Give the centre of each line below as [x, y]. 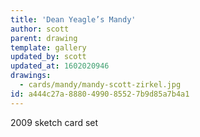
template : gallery [48, 47]
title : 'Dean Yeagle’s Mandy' [73, 19]
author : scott [40, 29]
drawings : [31, 76]
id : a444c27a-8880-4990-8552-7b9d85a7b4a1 [100, 94]
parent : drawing [44, 38]
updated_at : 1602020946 [60, 66]
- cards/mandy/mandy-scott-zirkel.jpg [100, 85]
